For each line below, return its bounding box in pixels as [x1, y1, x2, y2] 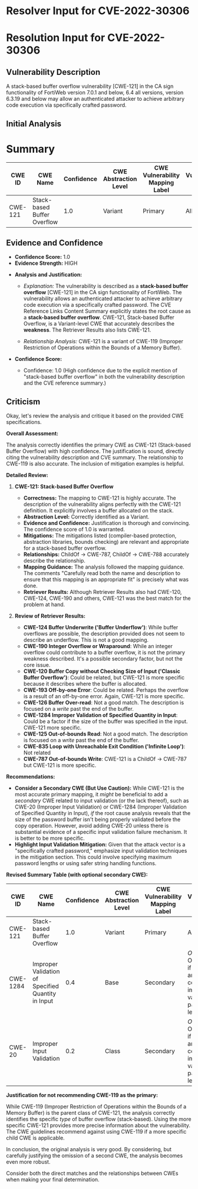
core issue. [23, 662, 51, 669]
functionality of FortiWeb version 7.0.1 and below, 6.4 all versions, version [6, 89, 184, 96]
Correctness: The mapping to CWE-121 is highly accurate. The [23, 494, 176, 502]
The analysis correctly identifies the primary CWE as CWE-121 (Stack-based [6, 441, 192, 449]
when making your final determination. [6, 1176, 100, 1183]
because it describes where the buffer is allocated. [23, 680, 147, 688]
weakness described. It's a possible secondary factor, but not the [23, 655, 183, 662]
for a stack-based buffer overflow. [23, 544, 107, 552]
